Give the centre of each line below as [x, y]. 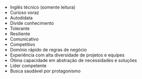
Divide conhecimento [32, 23]
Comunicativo [24, 39]
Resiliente [20, 34]
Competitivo [22, 44]
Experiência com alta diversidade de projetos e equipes [67, 55]
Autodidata [21, 18]
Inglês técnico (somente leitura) [43, 7]
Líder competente [28, 65]
